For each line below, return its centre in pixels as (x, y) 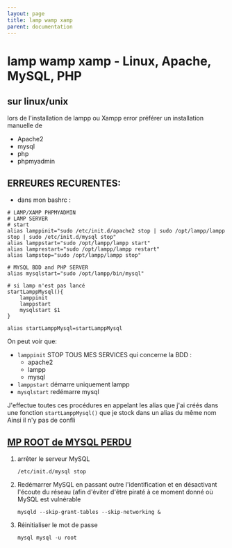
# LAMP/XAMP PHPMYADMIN (42, 213)
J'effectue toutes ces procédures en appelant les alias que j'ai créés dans (113, 405)
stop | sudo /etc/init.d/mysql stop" (62, 237)
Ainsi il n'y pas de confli (41, 420)
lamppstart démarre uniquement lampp (73, 384)
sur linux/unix (38, 101)
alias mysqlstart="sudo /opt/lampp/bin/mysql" (76, 274)
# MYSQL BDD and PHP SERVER (48, 268)
